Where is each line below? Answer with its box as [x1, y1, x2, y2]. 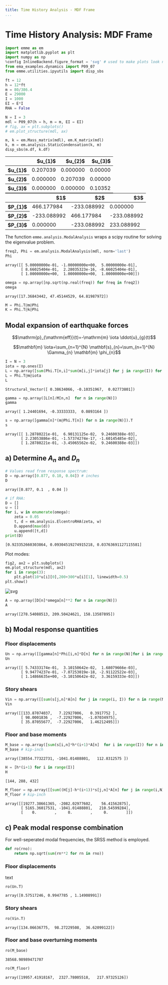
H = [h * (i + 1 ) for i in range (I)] [5, 765, 75, 770]
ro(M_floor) [5, 965, 30, 971]
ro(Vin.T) [5, 916, 26, 921]
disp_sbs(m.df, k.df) [5, 147, 50, 152]
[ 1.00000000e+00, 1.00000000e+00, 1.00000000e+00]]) [20, 271, 140, 276]
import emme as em [5, 46, 43, 51]
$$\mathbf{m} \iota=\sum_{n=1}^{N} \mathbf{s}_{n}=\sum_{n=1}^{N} [13, 344, 155, 350]
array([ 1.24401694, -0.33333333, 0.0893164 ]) [5, 409, 108, 414]
